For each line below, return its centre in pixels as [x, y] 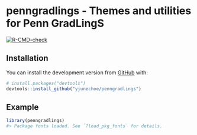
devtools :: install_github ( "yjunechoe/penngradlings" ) [74, 89]
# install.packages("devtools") [46, 83]
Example [22, 107]
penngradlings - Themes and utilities [99, 11]
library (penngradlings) [35, 121]
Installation [27, 58]
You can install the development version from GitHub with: [77, 73]
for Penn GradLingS [55, 23]
